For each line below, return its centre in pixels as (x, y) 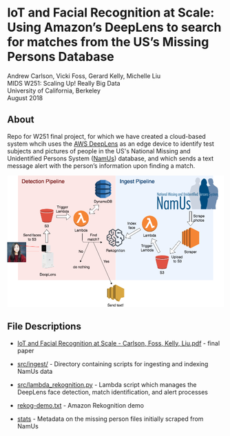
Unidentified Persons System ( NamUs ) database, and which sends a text (110, 158)
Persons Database (61, 57)
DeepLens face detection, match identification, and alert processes (113, 392)
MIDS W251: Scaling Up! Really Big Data (64, 83)
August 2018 (25, 97)
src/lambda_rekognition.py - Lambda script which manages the (107, 384)
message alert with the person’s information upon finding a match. (101, 165)
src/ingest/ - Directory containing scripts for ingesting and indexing (113, 363)
